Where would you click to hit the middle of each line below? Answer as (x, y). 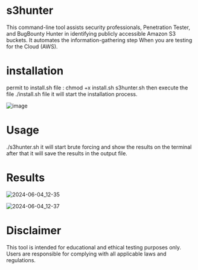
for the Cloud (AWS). (32, 47)
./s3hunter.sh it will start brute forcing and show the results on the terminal (99, 147)
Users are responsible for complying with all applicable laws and (87, 254)
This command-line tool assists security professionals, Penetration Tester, (98, 27)
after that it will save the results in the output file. (67, 153)
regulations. (21, 260)
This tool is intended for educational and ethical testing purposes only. (94, 247)
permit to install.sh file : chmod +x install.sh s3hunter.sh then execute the (97, 88)
